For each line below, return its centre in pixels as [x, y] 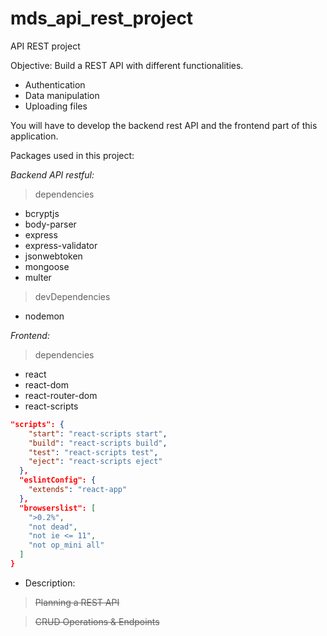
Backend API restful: [52, 174]
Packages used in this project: [72, 155]
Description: [50, 583]
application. [34, 136]
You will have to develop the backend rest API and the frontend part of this [164, 125]
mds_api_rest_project [102, 18]
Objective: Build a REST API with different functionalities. [127, 65]
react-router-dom [61, 395]
